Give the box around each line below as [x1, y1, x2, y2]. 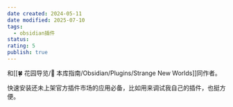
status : [7, 36, 30, 43]
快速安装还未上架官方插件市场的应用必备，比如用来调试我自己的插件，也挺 [7, 83, 220, 92]
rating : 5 [7, 42, 36, 49]
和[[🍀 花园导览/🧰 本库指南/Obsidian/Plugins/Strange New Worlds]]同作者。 [7, 69, 222, 77]
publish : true [7, 49, 49, 56]
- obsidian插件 [13, 29, 55, 37]
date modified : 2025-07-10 [7, 17, 85, 24]
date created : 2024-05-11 [7, 10, 82, 17]
